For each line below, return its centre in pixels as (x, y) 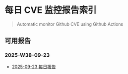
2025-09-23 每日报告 (34, 67)
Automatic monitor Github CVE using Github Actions (70, 24)
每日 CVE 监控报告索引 (51, 10)
